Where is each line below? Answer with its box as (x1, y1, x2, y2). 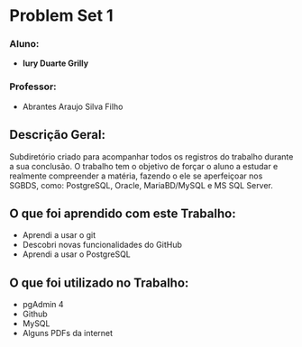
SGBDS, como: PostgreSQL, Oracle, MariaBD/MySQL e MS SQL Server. (9, 179, 273, 190)
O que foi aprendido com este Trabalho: (9, 205, 236, 221)
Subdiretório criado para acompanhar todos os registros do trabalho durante (9, 151, 294, 162)
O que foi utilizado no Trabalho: (9, 275, 189, 290)
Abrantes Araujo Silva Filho (22, 101, 124, 112)
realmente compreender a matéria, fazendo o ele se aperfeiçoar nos (9, 170, 263, 181)
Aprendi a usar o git (22, 230, 96, 241)
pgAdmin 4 (22, 299, 65, 310)
